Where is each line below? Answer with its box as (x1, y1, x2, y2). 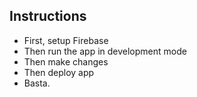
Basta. (23, 77, 51, 89)
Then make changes (23, 55, 109, 68)
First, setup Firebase (23, 34, 109, 46)
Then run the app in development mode (23, 45, 187, 57)
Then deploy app (23, 66, 95, 78)
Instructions (9, 8, 87, 25)
